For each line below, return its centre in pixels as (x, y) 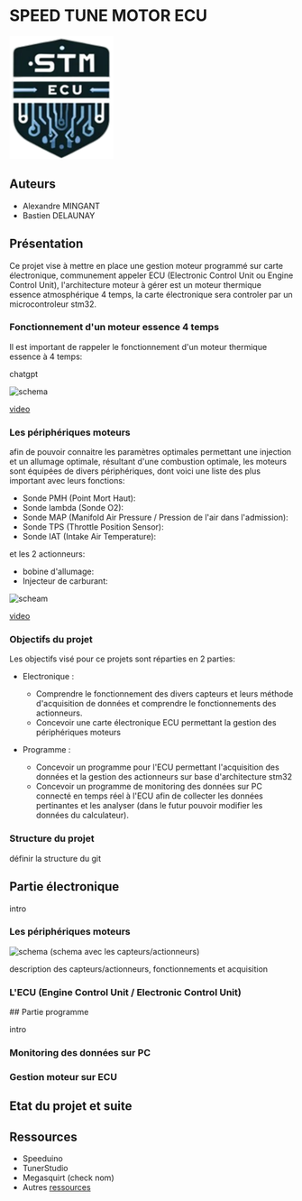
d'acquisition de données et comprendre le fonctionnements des (156, 704)
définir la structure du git (55, 858)
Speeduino (42, 1159)
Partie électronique (64, 887)
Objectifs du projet (51, 640)
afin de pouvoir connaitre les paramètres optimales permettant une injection (151, 452)
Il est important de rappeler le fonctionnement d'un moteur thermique (138, 346)
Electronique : (48, 677)
